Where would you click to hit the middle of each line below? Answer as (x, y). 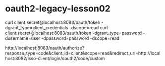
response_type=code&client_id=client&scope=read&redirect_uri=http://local (83, 53)
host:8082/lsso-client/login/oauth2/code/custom (55, 58)
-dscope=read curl (88, 27)
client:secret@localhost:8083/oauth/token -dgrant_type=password (74, 33)
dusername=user (23, 38)
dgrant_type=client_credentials (37, 27)
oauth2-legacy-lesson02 (58, 9)
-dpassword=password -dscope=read (81, 38)
